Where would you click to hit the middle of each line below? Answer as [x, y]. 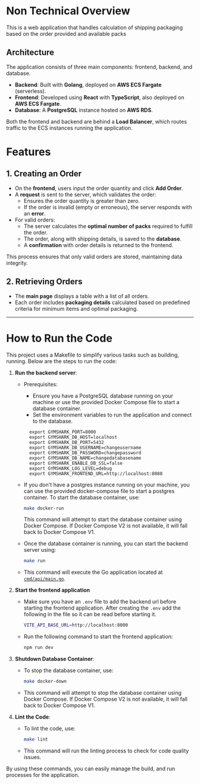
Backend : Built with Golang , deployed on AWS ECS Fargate [88, 85]
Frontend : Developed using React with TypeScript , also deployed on [99, 97]
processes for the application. [43, 774]
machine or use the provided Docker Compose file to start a [106, 402]
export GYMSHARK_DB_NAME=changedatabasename [85, 458]
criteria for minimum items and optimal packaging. [76, 308]
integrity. [17, 263]
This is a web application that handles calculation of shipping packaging [95, 27]
